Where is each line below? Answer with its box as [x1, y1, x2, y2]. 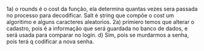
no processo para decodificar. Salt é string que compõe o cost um [6, 12, 175, 19]
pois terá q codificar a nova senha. [6, 38, 94, 45]
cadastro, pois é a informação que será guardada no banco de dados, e [6, 25, 188, 32]
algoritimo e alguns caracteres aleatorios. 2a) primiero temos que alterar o [6, 18, 195, 25]
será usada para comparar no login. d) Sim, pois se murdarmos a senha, [6, 31, 189, 39]
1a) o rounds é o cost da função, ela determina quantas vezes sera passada [6, 6, 198, 12]
